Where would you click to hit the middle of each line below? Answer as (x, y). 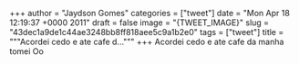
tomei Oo (26, 51)
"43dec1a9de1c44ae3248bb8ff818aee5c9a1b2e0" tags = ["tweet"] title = (147, 32)
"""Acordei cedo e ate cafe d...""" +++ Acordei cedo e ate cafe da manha (147, 41)
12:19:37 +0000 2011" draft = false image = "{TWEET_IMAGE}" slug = (139, 23)
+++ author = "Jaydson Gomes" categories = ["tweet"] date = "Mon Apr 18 (149, 13)
